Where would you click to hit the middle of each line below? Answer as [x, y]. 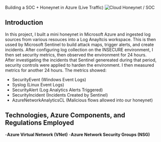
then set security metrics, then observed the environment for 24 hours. [76, 55]
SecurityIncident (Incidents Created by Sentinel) [60, 95]
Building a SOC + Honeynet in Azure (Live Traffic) [54, 7]
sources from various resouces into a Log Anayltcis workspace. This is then [80, 39]
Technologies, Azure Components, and [65, 115]
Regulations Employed [39, 123]
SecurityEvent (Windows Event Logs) [49, 79]
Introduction [24, 22]
